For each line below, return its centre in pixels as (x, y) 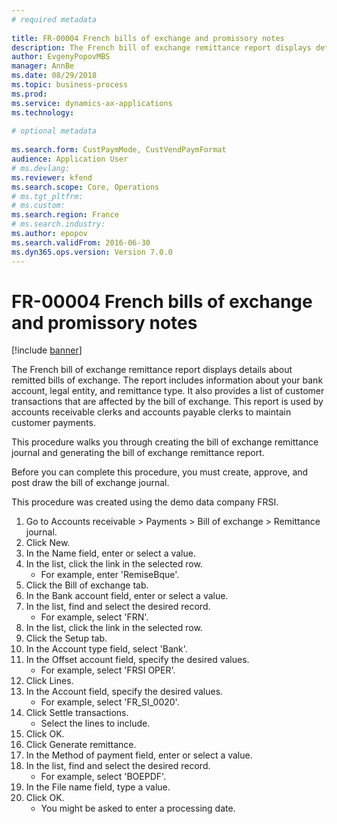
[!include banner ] (47, 350)
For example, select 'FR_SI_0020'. (110, 702)
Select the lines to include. (95, 723)
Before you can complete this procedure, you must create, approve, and (160, 472)
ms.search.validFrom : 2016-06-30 (81, 242)
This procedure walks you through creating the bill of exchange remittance (165, 442)
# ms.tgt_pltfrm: (47, 196)
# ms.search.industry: (58, 224)
